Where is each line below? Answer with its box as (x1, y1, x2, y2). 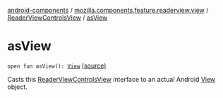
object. (7, 82, 28, 91)
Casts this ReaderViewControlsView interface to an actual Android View (7, 75, 216, 83)
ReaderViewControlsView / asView (7, 13, 108, 22)
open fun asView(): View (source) (7, 61, 107, 70)
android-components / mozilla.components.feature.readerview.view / (7, 6, 209, 14)
